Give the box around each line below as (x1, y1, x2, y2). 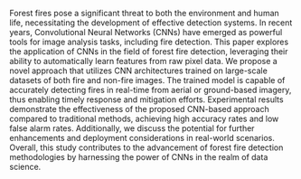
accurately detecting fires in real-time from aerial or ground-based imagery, (9, 85, 292, 95)
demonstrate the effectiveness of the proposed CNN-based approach (9, 104, 269, 114)
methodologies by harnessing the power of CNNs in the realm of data (9, 152, 268, 162)
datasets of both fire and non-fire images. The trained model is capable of (9, 75, 286, 85)
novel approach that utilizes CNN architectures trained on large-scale (9, 65, 268, 76)
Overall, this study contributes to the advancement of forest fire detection (9, 142, 284, 153)
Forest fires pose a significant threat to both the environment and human (9, 8, 280, 18)
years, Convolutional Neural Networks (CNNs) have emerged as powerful (9, 27, 283, 37)
